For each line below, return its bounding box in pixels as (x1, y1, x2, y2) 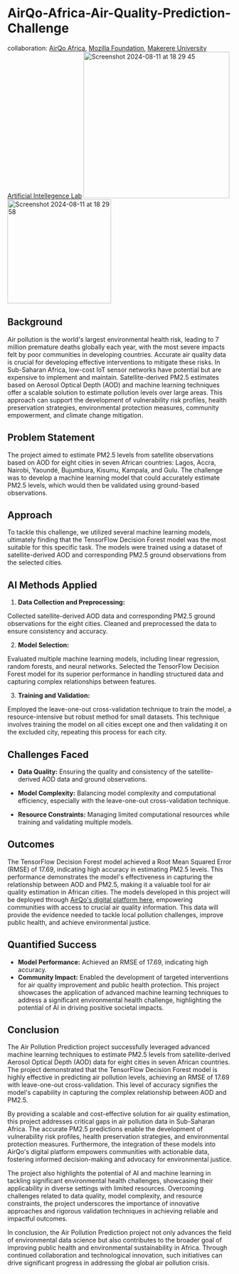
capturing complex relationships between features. (7, 677, 156, 686)
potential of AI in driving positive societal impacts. (17, 1003, 164, 1011)
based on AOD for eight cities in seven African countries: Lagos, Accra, (7, 458, 216, 467)
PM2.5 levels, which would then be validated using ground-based (7, 480, 200, 490)
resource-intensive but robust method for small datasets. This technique (7, 712, 220, 722)
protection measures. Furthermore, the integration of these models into (7, 1140, 216, 1148)
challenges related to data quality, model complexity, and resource (7, 1192, 203, 1200)
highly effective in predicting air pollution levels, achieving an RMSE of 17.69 (7, 1073, 230, 1082)
